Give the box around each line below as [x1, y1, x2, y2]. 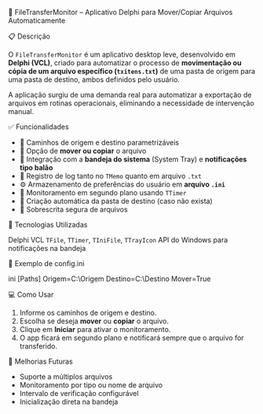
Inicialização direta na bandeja [19, 397, 119, 406]
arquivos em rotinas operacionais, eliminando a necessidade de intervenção [8, 98, 255, 108]
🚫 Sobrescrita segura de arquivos [19, 205, 128, 214]
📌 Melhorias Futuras [8, 357, 73, 366]
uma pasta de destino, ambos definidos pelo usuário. [8, 75, 181, 84]
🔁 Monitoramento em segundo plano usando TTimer [19, 188, 187, 197]
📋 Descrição [8, 31, 51, 41]
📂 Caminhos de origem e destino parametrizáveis [19, 138, 179, 147]
